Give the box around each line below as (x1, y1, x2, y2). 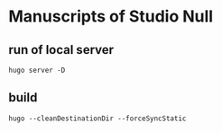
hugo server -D (8, 66, 66, 75)
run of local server (8, 42, 115, 57)
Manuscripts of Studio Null (8, 6, 214, 27)
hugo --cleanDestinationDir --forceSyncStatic (8, 114, 187, 123)
